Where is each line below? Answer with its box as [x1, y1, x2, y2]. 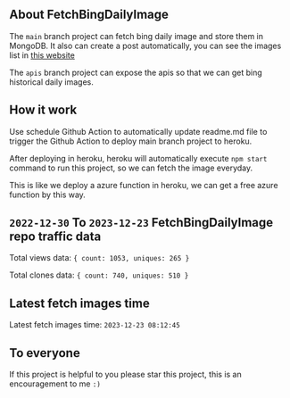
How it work [9, 103, 78, 118]
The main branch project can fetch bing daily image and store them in [9, 30, 263, 41]
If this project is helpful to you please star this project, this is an [9, 369, 243, 380]
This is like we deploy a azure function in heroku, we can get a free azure [9, 179, 278, 190]
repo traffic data [9, 229, 102, 245]
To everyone [9, 345, 80, 361]
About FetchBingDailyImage [9, 7, 170, 22]
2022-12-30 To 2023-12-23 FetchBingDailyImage [9, 215, 274, 230]
